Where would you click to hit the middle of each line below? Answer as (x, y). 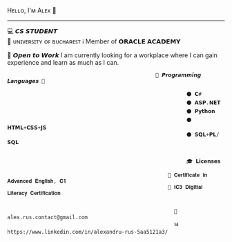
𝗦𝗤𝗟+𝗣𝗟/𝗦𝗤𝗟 (207, 134)
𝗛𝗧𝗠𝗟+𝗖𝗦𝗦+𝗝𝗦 (27, 128)
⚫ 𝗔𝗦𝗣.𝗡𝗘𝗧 (203, 103)
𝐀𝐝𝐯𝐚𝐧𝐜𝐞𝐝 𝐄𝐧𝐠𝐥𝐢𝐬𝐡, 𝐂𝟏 (37, 181)
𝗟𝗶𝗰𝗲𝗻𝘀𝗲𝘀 (208, 161)
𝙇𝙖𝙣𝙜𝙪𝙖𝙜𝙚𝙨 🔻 (26, 81)
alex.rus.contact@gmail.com (48, 217)
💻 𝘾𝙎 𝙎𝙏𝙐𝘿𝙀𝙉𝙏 (32, 31)
